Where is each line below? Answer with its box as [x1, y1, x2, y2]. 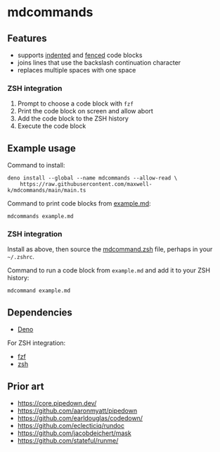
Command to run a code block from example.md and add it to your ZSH [7, 266, 211, 275]
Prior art [7, 380, 44, 392]
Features [7, 32, 47, 44]
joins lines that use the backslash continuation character [17, 58, 181, 67]
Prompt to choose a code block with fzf [17, 99, 134, 108]
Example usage [7, 142, 76, 154]
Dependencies [7, 306, 72, 318]
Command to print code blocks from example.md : [7, 199, 151, 208]
